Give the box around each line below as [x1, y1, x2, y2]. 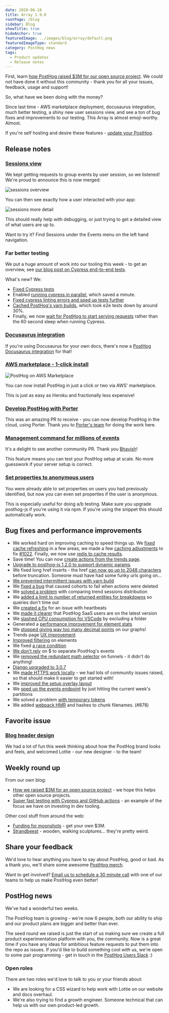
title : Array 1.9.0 [5, 12, 47, 17]
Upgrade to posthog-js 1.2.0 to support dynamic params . [12, 561, 132, 567]
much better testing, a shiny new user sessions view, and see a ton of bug [5, 109, 160, 115]
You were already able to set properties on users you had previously [5, 485, 148, 492]
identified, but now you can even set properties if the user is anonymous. [5, 491, 158, 497]
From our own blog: [5, 777, 47, 783]
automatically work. [5, 511, 47, 517]
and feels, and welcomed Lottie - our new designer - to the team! [5, 749, 142, 755]
